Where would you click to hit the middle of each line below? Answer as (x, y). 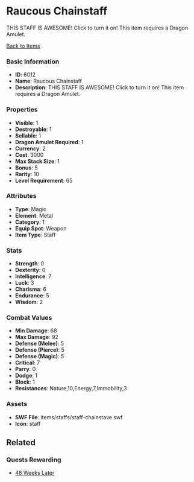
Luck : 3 (24, 283)
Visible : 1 (27, 122)
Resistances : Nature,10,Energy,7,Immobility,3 (71, 388)
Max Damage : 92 (36, 337)
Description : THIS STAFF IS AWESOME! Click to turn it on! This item (99, 87)
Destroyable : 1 (33, 129)
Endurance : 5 (32, 296)
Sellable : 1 (28, 135)
